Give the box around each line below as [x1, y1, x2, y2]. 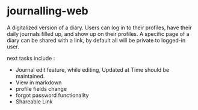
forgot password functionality [15, 91, 89, 99]
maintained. [15, 72, 45, 80]
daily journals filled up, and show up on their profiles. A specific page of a [7, 30, 190, 37]
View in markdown [15, 79, 62, 86]
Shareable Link [15, 97, 53, 105]
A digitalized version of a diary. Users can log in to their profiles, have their [7, 24, 192, 31]
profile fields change [15, 85, 67, 92]
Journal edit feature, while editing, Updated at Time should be [15, 66, 170, 73]
